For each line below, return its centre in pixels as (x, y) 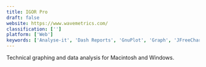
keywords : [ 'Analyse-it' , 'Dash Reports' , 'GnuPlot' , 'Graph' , (89, 40)
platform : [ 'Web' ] (30, 35)
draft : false (23, 18)
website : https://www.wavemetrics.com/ (57, 23)
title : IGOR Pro (27, 12)
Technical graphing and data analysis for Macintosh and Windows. (90, 58)
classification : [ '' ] (34, 29)
